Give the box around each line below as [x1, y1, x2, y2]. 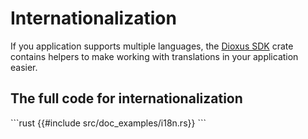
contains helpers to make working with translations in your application [10, 50, 299, 62]
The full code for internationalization [10, 90, 243, 107]
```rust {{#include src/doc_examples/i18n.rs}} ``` [10, 117, 207, 129]
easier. [10, 61, 38, 73]
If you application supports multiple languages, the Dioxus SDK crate [10, 40, 294, 52]
